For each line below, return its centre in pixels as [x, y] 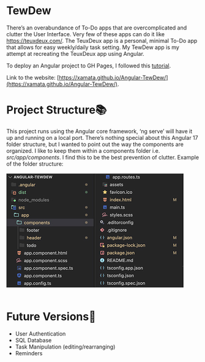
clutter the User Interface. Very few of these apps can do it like [86, 34]
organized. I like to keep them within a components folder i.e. [83, 150]
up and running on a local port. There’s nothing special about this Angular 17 [102, 137]
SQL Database [33, 340]
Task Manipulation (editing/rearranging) [65, 347]
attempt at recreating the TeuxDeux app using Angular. [76, 53]
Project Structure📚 [57, 110]
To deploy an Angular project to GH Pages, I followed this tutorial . [89, 66]
